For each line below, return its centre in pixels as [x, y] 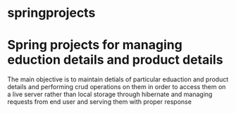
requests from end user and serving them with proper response [100, 102]
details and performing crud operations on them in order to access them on [117, 87]
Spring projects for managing [95, 45]
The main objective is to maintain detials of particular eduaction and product [118, 79]
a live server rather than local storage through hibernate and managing [110, 94]
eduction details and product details [115, 60]
